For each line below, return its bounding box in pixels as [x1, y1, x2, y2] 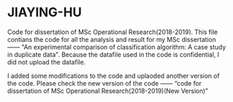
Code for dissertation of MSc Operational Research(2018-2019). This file [7, 28, 218, 36]
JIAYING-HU [7, 4, 83, 21]
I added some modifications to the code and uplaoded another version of [7, 72, 220, 80]
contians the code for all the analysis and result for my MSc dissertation [7, 35, 217, 43]
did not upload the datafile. [7, 57, 86, 66]
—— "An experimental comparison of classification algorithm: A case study [7, 42, 226, 51]
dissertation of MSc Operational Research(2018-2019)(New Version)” [7, 86, 208, 95]
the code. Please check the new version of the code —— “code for [7, 79, 202, 87]
